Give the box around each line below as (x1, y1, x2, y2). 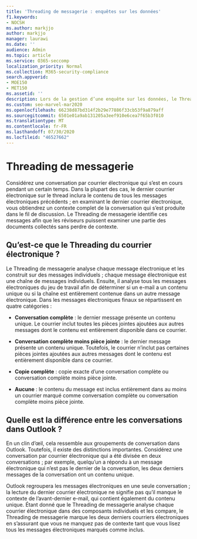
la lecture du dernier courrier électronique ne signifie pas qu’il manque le (6, 489, 182, 496)
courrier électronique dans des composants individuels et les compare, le (6, 507, 184, 515)
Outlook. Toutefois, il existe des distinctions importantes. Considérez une (6, 446, 183, 453)
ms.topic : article (6, 52, 51, 58)
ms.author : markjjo (6, 25, 54, 31)
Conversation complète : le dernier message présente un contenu (14, 314, 176, 321)
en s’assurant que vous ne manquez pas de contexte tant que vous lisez (6, 520, 181, 527)
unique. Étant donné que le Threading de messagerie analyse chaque (6, 501, 174, 508)
